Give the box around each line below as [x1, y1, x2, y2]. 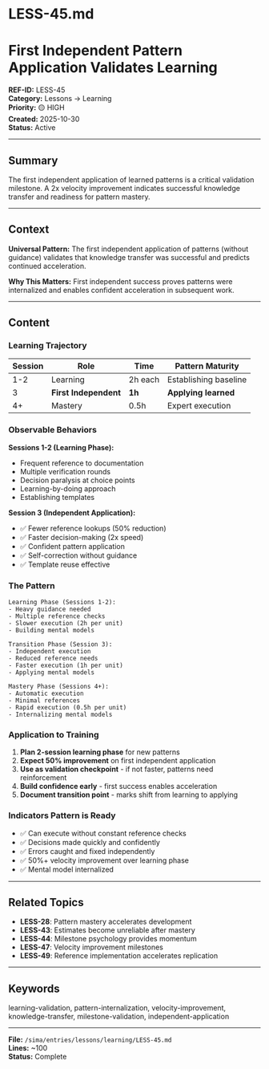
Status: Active [8, 123, 56, 132]
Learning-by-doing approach [19, 483, 116, 494]
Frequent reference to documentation [19, 458, 144, 468]
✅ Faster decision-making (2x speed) [19, 532, 144, 542]
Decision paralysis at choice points [19, 475, 135, 485]
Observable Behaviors [8, 425, 98, 436]
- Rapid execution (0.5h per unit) [8, 704, 127, 712]
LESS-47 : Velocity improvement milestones [19, 942, 164, 952]
